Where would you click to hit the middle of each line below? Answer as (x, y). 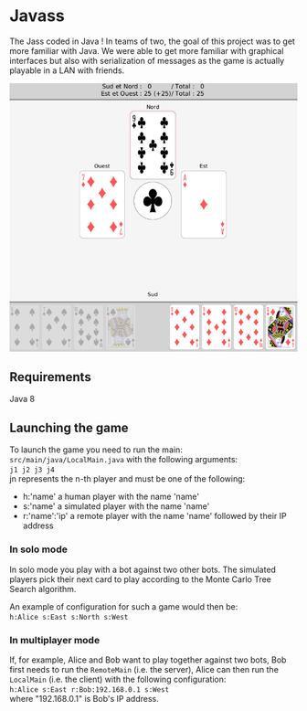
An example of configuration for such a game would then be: (124, 606)
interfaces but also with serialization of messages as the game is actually (147, 60)
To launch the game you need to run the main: (96, 450)
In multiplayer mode (55, 640)
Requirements (50, 377)
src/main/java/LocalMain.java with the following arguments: (124, 460)
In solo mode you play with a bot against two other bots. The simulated (143, 569)
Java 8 (22, 399)
